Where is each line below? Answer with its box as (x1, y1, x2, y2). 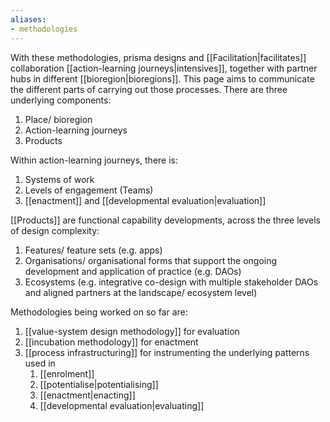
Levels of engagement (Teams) (24, 184, 154, 196)
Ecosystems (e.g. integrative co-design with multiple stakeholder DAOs (24, 276, 319, 288)
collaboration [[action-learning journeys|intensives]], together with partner (10, 62, 318, 74)
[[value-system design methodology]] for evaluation (24, 325, 240, 337)
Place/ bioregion (24, 113, 93, 125)
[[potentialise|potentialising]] (39, 378, 159, 390)
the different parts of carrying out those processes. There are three (10, 83, 288, 95)
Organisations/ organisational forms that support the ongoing (24, 254, 278, 266)
